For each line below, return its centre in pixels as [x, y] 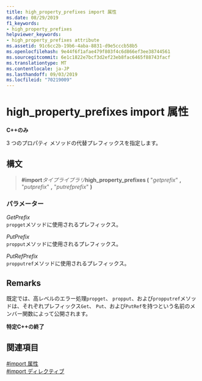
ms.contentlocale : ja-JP [38, 69]
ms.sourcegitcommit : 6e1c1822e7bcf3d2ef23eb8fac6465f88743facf [88, 57]
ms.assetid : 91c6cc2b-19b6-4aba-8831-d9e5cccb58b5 [72, 46]
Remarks [24, 283]
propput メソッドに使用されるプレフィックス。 [64, 244]
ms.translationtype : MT [37, 63]
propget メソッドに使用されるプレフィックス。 [64, 225]
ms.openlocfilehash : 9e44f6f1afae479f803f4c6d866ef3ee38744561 [88, 52]
